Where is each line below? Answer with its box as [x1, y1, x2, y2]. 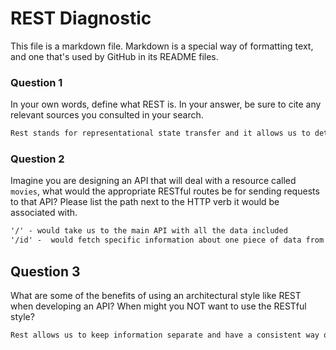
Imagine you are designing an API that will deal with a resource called [10, 175, 297, 187]
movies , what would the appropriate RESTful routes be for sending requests [10, 185, 320, 197]
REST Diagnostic [10, 7, 152, 30]
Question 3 [10, 263, 81, 280]
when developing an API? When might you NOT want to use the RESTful [10, 300, 307, 312]
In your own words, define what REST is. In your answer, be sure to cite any [10, 98, 322, 111]
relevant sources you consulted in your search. [10, 109, 204, 121]
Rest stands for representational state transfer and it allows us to [10, 128, 311, 139]
